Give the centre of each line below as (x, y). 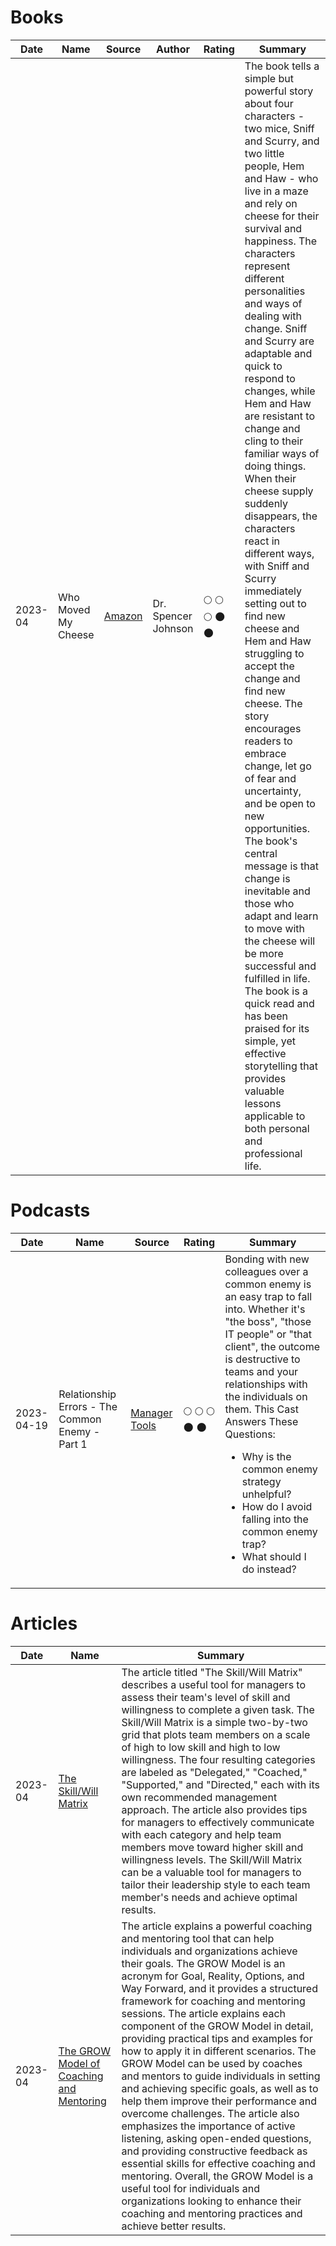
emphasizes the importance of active (208, 2126)
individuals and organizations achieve (209, 1951)
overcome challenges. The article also (210, 2113)
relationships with (266, 1384)
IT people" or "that (268, 1334)
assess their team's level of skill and (206, 1697)
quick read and (279, 1003)
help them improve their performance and (219, 2101)
